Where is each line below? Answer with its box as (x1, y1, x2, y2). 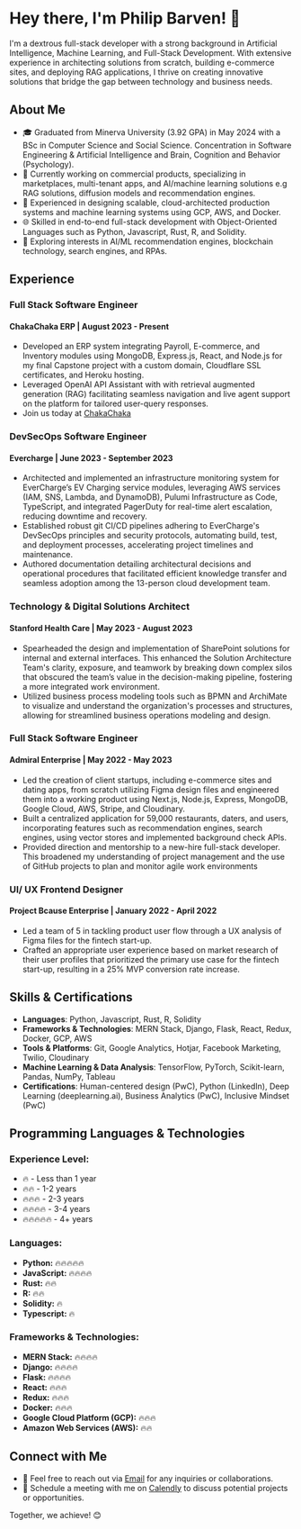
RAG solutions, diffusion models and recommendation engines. (22, 187, 256, 198)
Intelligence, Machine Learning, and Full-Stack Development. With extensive (9, 47, 292, 58)
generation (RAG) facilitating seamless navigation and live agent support (22, 389, 290, 400)
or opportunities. (22, 1492, 84, 1503)
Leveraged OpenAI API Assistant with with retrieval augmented (22, 379, 255, 390)
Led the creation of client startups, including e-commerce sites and (22, 774, 272, 785)
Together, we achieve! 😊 (9, 1509, 102, 1520)
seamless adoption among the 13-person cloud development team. (22, 578, 271, 589)
